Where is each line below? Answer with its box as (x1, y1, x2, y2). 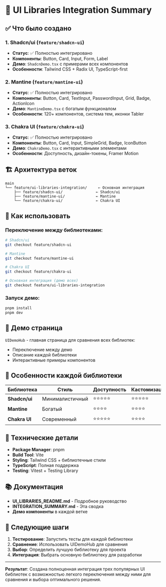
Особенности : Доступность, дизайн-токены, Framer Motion (12, 151, 139, 157)
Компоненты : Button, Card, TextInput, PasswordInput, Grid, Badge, (12, 95, 151, 101)
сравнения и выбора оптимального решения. (5, 577, 101, 583)
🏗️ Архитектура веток (5, 165, 77, 174)
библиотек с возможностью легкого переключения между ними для (5, 571, 151, 577)
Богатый (41, 406, 63, 413)
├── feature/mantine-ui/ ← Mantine (14, 194, 116, 199)
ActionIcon (12, 101, 35, 107)
